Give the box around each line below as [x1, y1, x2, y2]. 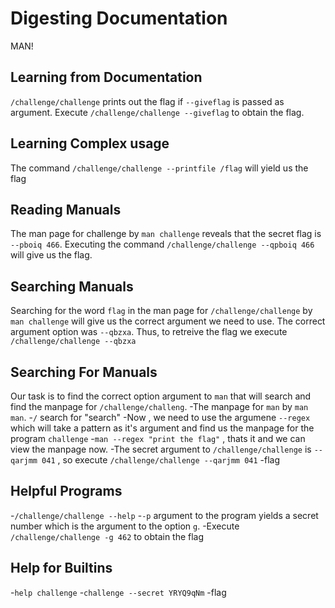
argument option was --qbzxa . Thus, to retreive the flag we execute [10, 326, 288, 338]
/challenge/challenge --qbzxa [10, 337, 137, 347]
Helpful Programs [10, 483, 123, 500]
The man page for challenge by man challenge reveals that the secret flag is [10, 228, 322, 240]
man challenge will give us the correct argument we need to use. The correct [10, 315, 326, 327]
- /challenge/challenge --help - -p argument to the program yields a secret [10, 509, 319, 521]
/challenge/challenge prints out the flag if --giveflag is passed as [10, 95, 285, 107]
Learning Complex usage [10, 135, 170, 152]
